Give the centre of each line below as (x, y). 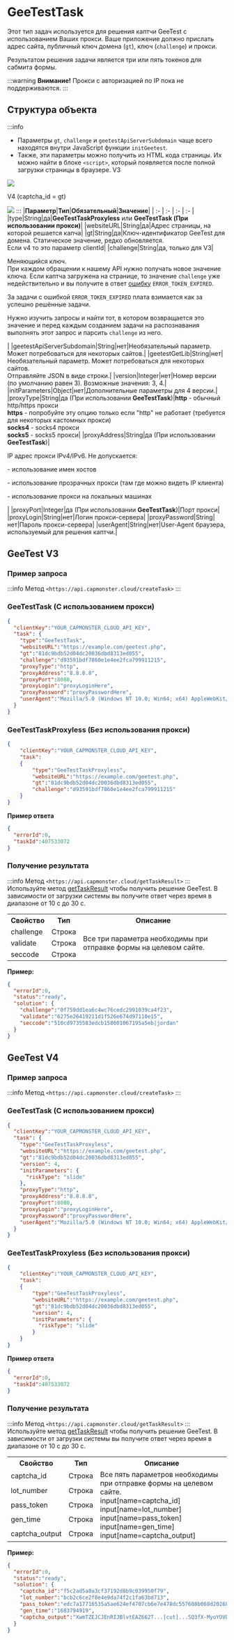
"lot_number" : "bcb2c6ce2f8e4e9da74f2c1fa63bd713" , (95, 1598)
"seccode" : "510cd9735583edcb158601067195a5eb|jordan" (99, 1023)
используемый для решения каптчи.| (62, 532)
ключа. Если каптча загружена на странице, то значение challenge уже (114, 276)
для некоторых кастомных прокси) (59, 420)
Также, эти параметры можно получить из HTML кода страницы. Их (119, 155)
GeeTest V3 (33, 554)
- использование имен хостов (52, 469)
